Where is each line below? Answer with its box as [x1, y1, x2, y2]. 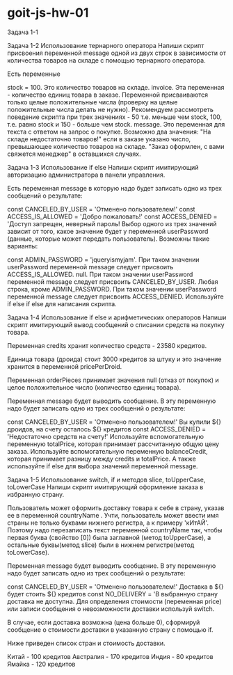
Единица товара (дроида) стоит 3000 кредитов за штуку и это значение [7, 355, 222, 363]
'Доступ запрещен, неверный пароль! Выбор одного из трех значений [7, 219, 217, 228]
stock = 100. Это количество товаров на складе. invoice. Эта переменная [7, 83, 225, 91]
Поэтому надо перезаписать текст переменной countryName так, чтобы [7, 525, 223, 534]
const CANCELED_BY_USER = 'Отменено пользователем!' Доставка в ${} [7, 582, 224, 591]
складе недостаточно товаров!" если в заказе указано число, [7, 134, 191, 143]
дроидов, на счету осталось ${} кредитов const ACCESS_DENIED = [7, 424, 207, 433]
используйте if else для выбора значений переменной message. [7, 461, 198, 470]
